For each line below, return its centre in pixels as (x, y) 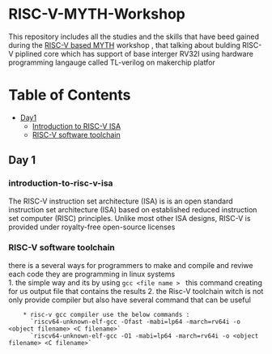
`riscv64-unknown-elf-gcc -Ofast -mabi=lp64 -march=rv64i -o (135, 322)
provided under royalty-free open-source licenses (92, 227)
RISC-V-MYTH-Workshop (97, 14)
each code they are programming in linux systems (92, 274)
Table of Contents (70, 95)
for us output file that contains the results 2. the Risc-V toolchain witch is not (136, 291)
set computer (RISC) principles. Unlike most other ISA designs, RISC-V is (130, 218)
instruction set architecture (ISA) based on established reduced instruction (133, 209)
